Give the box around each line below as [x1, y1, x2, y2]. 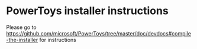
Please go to [6, 24, 37, 31]
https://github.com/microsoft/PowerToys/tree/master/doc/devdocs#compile [6, 30, 191, 37]
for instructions [39, 36, 77, 43]
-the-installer [6, 36, 38, 43]
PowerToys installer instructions [6, 4, 169, 18]
